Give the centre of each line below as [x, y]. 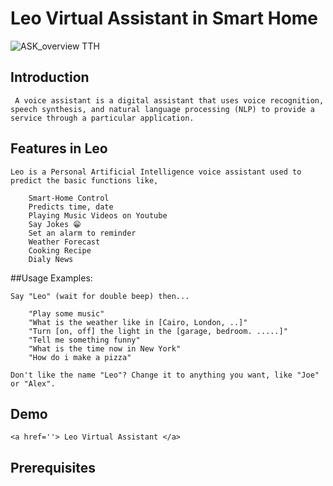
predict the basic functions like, [84, 180]
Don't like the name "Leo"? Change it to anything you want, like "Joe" [165, 375]
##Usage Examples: [51, 278]
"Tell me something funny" [84, 340]
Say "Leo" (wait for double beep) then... [100, 296]
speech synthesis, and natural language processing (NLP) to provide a [162, 109]
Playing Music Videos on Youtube [98, 215]
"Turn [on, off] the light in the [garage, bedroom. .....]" [158, 331]
